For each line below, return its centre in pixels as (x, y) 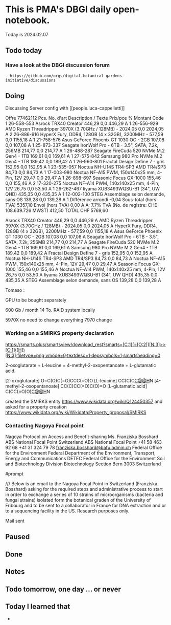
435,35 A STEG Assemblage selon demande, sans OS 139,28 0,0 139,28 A (83, 281)
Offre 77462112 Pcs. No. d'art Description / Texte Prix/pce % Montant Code (85, 118)
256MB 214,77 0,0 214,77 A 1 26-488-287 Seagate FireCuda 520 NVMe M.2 (85, 151)
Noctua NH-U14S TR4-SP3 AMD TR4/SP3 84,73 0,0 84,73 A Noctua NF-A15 (85, 258)
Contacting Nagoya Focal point (45, 425)
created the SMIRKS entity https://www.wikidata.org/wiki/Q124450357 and (84, 401)
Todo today (24, 50)
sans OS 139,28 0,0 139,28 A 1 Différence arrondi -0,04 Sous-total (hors (81, 200)
